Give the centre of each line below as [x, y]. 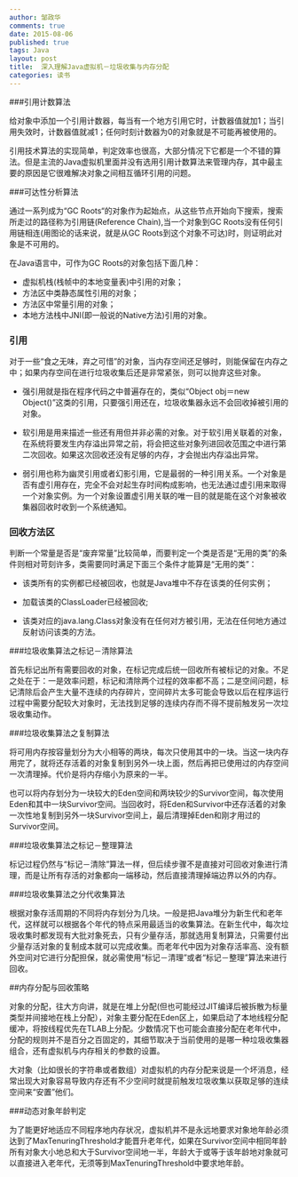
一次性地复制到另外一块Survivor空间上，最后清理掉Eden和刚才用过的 [135, 815]
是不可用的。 [40, 244]
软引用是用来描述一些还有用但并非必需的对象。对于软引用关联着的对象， [154, 433]
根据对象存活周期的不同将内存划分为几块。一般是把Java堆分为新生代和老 [142, 913]
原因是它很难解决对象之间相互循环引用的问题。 [110, 172]
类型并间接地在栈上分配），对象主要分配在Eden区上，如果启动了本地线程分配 [149, 1018]
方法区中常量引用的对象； [69, 304]
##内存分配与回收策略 [49, 988]
